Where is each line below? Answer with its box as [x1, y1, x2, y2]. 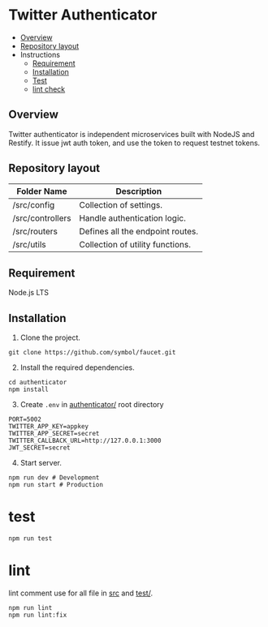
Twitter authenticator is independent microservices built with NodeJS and [8, 129, 255, 139]
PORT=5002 [8, 415, 42, 423]
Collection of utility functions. [79, 238, 191, 250]
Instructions [19, 49, 61, 59]
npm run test [8, 535, 53, 543]
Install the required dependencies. [19, 363, 136, 372]
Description [115, 185, 162, 196]
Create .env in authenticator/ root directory [19, 400, 164, 410]
